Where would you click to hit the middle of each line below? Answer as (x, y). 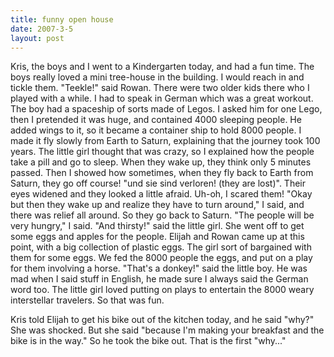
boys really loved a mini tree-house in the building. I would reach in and (157, 77)
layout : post (37, 38)
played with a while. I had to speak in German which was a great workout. (162, 98)
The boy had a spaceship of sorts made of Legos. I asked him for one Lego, (166, 109)
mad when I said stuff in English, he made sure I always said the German (159, 279)
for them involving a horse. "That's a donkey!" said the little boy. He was (159, 268)
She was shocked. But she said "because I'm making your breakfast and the (167, 330)
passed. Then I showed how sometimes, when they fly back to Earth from (162, 173)
